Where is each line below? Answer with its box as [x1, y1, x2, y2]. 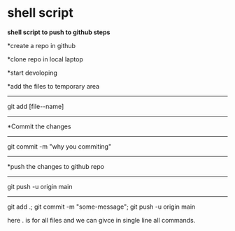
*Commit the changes [7, 122, 71, 131]
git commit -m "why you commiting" [7, 142, 112, 151]
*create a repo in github [7, 41, 76, 50]
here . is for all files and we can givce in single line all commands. [7, 216, 196, 224]
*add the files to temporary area [7, 82, 100, 90]
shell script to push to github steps [7, 28, 111, 36]
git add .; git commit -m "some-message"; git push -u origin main [7, 202, 196, 211]
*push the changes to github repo [7, 162, 105, 170]
